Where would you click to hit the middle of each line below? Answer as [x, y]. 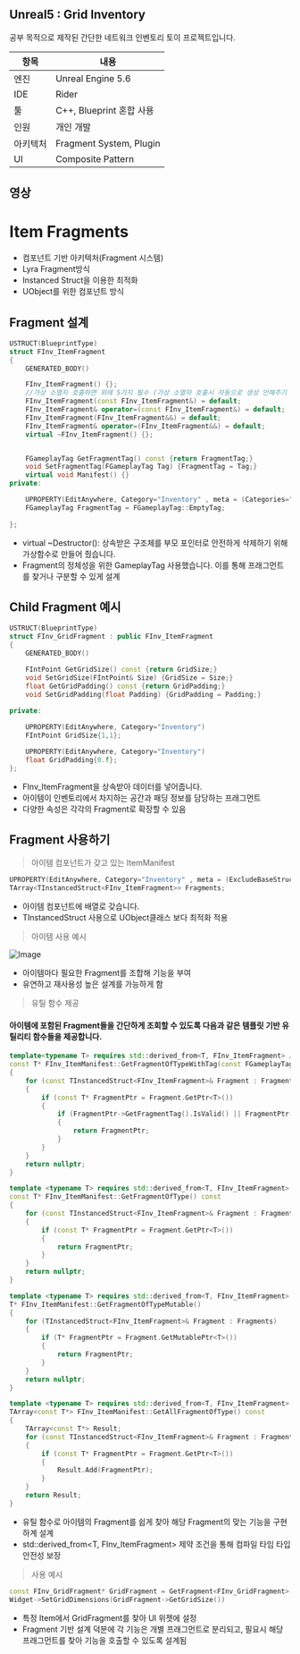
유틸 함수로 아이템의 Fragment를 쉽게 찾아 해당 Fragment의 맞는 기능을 [146, 1522]
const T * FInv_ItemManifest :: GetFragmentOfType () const [115, 1197]
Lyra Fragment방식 [56, 269]
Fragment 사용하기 [60, 840]
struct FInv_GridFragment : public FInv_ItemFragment [112, 637]
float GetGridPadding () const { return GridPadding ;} [125, 686]
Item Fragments [69, 232]
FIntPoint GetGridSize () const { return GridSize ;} [121, 669]
